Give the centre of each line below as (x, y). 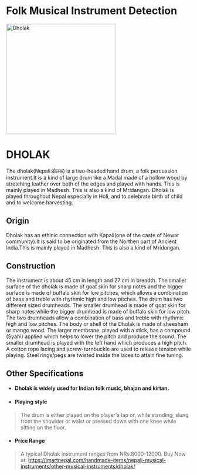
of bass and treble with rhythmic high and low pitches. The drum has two (94, 299)
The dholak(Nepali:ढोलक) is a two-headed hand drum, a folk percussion (92, 171)
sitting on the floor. (43, 427)
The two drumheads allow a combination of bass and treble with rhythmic (95, 318)
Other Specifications (45, 373)
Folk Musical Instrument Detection (92, 11)
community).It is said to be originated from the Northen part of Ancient (91, 241)
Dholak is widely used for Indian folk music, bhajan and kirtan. (92, 388)
